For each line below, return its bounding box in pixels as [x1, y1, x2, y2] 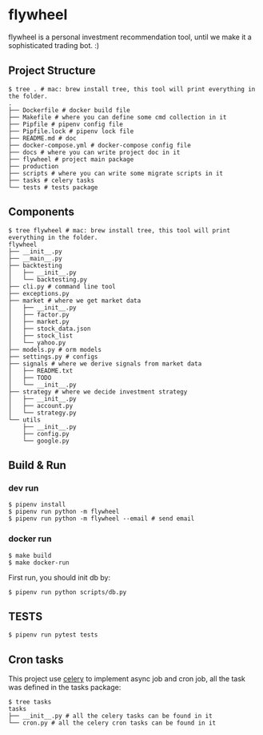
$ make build [8, 551, 52, 559]
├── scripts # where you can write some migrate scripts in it [8, 169, 224, 177]
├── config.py [22, 430, 70, 438]
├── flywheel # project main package [8, 155, 134, 164]
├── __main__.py [8, 254, 62, 262]
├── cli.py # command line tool [8, 282, 116, 290]
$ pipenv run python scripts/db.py [8, 588, 127, 596]
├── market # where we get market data [8, 297, 141, 305]
